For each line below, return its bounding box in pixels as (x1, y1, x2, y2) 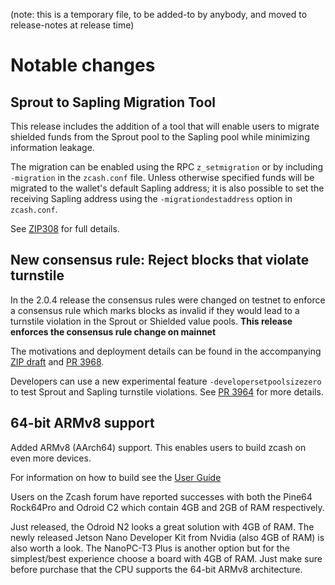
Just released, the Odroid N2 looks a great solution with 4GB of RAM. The (10, 520, 315, 533)
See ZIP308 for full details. (10, 223, 120, 234)
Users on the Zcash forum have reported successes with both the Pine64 (10, 490, 313, 503)
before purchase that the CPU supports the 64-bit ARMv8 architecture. (10, 563, 303, 575)
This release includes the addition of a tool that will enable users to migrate (10, 120, 320, 132)
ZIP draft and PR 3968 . (10, 355, 105, 368)
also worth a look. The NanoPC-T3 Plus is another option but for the (10, 542, 290, 554)
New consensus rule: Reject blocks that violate (10, 252, 310, 269)
